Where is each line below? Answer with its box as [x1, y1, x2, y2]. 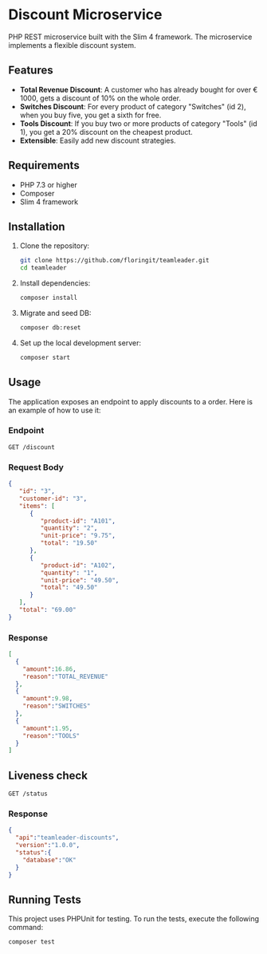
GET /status [8, 790, 48, 798]
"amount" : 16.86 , [22, 664, 77, 673]
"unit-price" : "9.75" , [40, 532, 116, 540]
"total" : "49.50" [40, 584, 98, 592]
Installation [8, 219, 65, 233]
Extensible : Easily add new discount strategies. [19, 136, 177, 145]
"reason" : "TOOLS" [22, 731, 80, 739]
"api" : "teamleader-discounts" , [15, 834, 120, 842]
